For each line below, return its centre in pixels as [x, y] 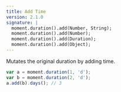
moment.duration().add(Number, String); [62, 28]
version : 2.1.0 [25, 17]
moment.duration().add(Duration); [54, 39]
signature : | [22, 22]
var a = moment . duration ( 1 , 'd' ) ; [49, 72]
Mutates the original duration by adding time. [61, 61]
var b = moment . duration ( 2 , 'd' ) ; [49, 77]
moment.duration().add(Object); [51, 45]
